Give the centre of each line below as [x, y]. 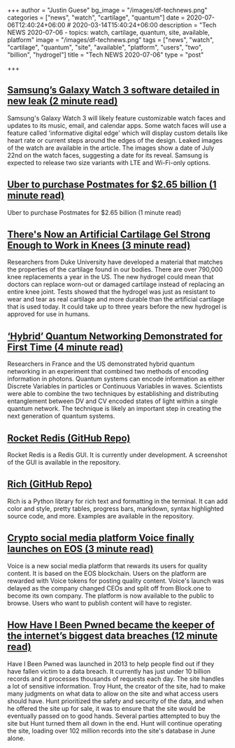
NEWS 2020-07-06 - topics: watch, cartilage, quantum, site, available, [108, 32]
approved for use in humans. [49, 314]
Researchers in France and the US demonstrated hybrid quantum [101, 364]
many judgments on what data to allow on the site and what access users [113, 693]
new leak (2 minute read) [63, 101]
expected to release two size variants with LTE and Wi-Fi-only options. [109, 162]
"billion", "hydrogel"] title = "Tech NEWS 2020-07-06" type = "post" [106, 55]
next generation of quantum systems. [61, 416]
